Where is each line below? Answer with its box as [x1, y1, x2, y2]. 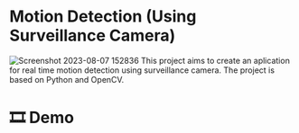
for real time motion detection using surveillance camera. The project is [9, 65, 276, 75]
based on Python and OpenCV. [9, 74, 125, 84]
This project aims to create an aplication [141, 55, 291, 66]
